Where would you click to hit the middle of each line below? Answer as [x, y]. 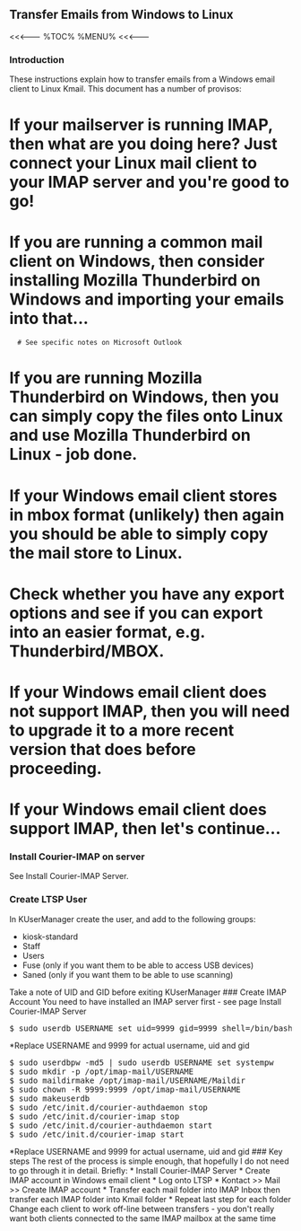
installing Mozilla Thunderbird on [135, 281]
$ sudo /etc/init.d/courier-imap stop [95, 1116]
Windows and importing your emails [147, 299]
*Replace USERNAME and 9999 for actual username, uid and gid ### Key [146, 1151]
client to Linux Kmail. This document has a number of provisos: [125, 89]
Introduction [37, 59]
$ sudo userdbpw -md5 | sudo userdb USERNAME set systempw [142, 1062]
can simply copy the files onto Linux [146, 416]
